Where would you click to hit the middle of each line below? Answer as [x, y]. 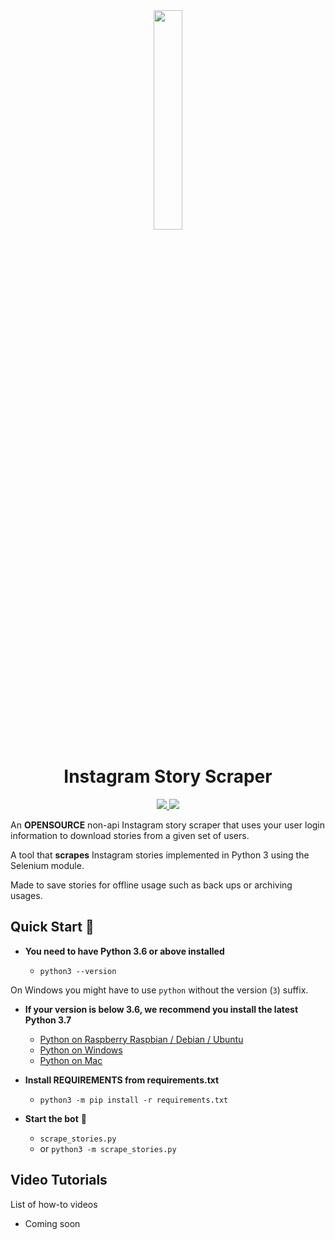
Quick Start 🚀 [52, 927]
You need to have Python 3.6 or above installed [124, 951]
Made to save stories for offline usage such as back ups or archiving [151, 885]
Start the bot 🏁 [55, 1118]
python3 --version [78, 971]
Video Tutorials [59, 1180]
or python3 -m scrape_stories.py [108, 1148]
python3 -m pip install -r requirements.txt [134, 1100]
